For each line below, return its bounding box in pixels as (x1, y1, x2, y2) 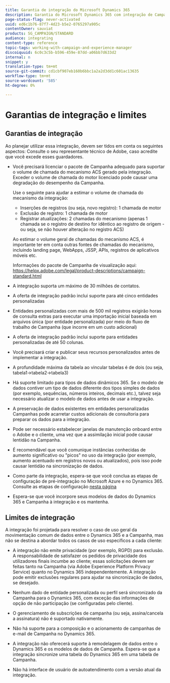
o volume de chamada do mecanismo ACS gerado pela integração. (12, 168, 152, 175)
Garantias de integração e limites (5, 109, 147, 121)
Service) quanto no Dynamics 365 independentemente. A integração (12, 569, 156, 575)
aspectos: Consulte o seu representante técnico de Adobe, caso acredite (5, 148, 158, 154)
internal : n (5, 54, 30, 60)
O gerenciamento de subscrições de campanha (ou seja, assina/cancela (12, 610, 163, 617)
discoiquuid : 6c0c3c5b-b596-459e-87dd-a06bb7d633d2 (5, 50, 116, 55)
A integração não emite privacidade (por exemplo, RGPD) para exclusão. (12, 548, 164, 554)
